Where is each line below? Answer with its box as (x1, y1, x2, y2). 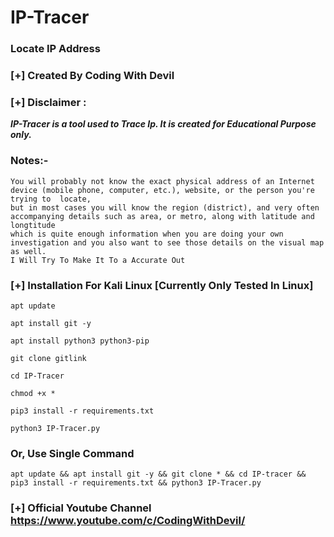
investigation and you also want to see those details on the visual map (10, 237, 325, 248)
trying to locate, (10, 194, 92, 204)
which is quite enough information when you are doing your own (10, 229, 284, 239)
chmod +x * (10, 388, 56, 398)
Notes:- (10, 154, 49, 168)
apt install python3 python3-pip (10, 336, 150, 346)
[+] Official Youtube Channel (10, 501, 152, 515)
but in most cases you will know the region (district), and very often (10, 202, 320, 213)
